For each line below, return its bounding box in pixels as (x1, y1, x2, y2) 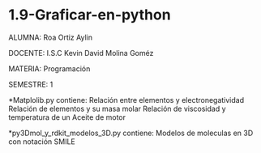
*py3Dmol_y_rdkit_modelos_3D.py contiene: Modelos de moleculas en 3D (8, 128, 254, 138)
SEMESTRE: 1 (8, 79, 53, 89)
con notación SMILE (8, 136, 75, 147)
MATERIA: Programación (8, 63, 91, 74)
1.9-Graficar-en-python (8, 6, 172, 24)
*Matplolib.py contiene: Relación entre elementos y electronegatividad (8, 95, 245, 104)
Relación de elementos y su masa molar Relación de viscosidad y (8, 104, 226, 113)
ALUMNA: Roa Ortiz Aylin (8, 32, 93, 42)
